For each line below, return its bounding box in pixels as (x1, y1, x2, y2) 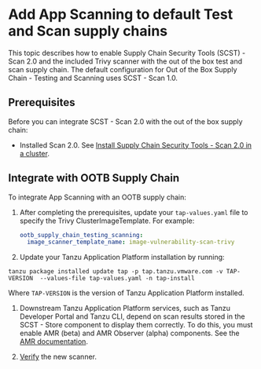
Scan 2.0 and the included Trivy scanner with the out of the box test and (8, 57, 243, 66)
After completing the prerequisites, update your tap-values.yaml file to (19, 207, 248, 217)
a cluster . (19, 148, 50, 158)
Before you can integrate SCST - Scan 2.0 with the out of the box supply (8, 116, 243, 126)
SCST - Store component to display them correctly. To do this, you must (19, 320, 253, 330)
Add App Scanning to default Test (8, 5, 233, 24)
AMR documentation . (19, 337, 89, 346)
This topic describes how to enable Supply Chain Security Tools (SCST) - (8, 48, 246, 57)
